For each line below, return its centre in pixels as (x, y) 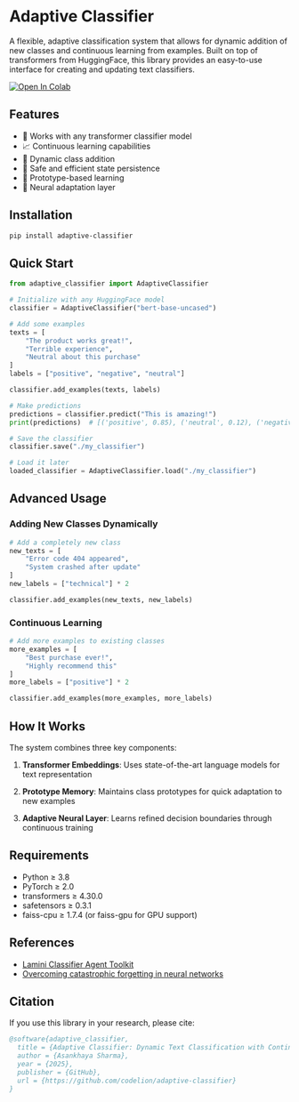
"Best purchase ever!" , (69, 657)
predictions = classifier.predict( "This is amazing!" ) (113, 414)
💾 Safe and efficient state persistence (91, 168)
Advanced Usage (58, 499)
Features (34, 114)
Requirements (49, 856)
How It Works (48, 726)
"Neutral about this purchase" (83, 358)
